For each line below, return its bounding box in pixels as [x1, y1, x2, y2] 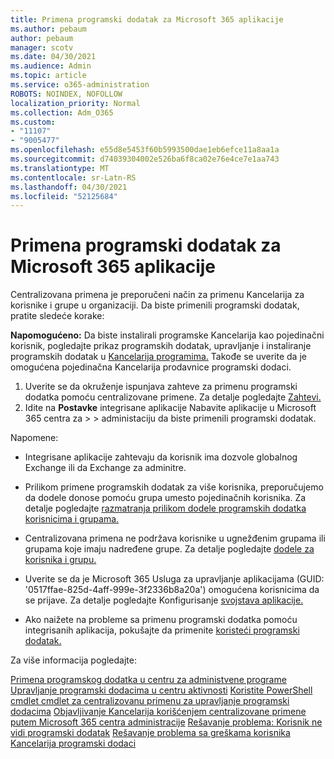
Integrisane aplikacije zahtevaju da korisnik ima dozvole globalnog [24, 451, 298, 463]
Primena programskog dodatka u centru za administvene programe [10, 674, 287, 686]
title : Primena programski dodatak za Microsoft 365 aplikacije [10, 14, 284, 25]
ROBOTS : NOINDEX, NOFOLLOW [10, 89, 123, 99]
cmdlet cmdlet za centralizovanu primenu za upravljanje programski [10, 695, 290, 707]
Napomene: [10, 432, 59, 444]
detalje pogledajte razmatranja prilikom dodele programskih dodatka [24, 502, 307, 515]
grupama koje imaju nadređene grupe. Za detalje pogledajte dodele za [24, 543, 315, 555]
